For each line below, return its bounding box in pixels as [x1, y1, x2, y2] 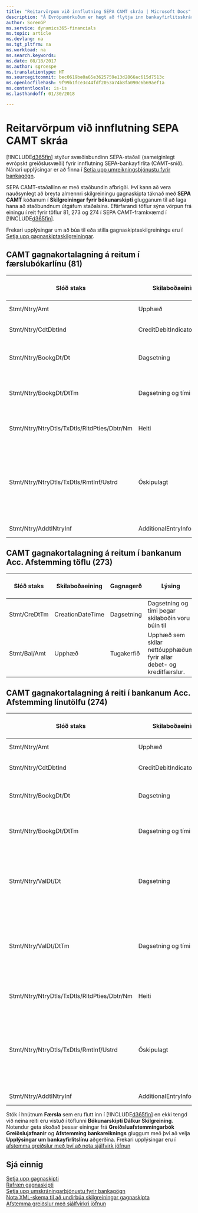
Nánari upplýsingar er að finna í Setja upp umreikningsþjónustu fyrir [6, 166, 171, 173]
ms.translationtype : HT [6, 69, 65, 75]
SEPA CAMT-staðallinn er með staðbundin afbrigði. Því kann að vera [6, 183, 171, 190]
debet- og [147, 661, 177, 669]
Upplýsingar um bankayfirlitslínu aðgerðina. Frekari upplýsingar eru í [6, 1136, 176, 1143]
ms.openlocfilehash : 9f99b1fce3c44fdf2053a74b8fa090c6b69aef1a [6, 80, 165, 86]
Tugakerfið [110, 650, 140, 658]
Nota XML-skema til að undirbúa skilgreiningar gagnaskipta [6, 1194, 150, 1201]
